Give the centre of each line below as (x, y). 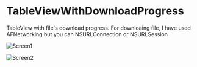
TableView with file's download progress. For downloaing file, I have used (99, 28)
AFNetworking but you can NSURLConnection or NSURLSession (87, 34)
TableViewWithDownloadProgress (95, 11)
